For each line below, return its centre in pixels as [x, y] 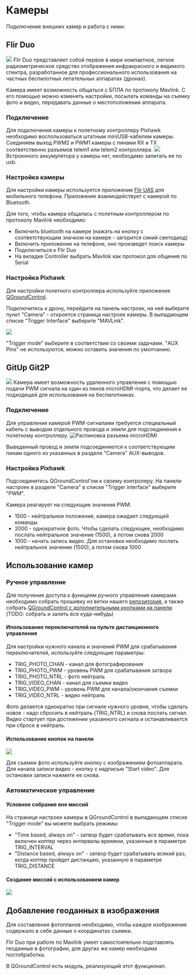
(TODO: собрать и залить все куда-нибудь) [60, 614]
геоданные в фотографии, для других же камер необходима [82, 949]
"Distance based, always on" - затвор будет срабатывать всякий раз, [100, 854]
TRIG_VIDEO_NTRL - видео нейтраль [60, 695]
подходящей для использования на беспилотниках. [71, 395]
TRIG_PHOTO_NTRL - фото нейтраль [60, 676]
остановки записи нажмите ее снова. [53, 775]
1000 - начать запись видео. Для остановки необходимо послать [97, 541]
